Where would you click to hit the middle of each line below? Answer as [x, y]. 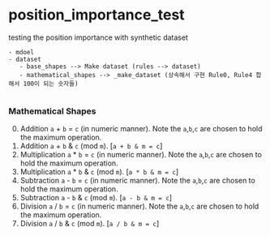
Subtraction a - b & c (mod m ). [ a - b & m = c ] [96, 198]
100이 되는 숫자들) [51, 84]
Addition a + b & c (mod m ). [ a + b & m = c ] [91, 146]
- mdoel [21, 52]
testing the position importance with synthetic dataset [99, 37]
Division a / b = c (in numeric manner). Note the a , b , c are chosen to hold [139, 206]
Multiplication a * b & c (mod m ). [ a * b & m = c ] [99, 172]
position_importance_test [96, 15]
